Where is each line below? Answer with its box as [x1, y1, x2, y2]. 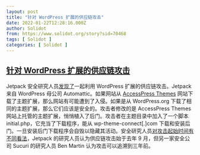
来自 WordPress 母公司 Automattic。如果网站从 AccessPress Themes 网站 [6, 90, 188, 97]
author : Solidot [6, 25, 46, 32]
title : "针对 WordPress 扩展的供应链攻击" [6, 14, 104, 20]
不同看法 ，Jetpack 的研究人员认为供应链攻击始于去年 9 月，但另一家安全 [6, 135, 185, 142]
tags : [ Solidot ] [6, 36, 52, 42]
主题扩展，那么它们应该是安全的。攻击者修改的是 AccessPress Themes [16, 105, 192, 112]
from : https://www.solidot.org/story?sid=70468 [6, 31, 127, 37]
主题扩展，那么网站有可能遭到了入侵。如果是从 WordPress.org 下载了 [16, 97, 186, 104]
